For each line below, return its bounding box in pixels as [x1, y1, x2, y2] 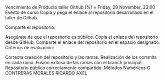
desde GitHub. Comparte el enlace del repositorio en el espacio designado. [5, 39, 160, 45]
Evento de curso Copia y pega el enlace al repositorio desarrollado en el [5, 9, 154, 15]
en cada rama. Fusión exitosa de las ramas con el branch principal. [5, 60, 143, 65]
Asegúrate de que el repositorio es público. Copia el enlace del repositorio [5, 34, 158, 40]
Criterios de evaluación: [5, 45, 54, 50]
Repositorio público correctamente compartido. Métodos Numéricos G [5, 65, 150, 71]
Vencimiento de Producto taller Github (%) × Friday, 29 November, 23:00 [5, 4, 155, 10]
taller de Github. [5, 15, 38, 20]
